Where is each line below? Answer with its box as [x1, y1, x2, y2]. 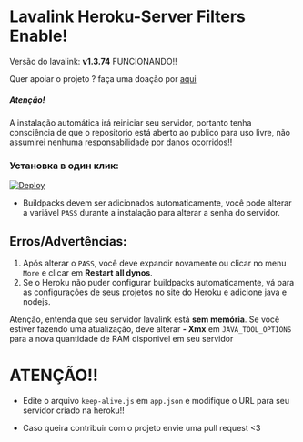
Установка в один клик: [9, 159, 120, 172]
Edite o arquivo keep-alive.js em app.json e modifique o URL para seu [22, 395, 290, 406]
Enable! [9, 25, 68, 46]
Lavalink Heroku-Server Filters [9, 6, 246, 27]
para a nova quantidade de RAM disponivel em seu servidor [9, 334, 234, 345]
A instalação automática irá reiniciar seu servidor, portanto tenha [9, 116, 252, 128]
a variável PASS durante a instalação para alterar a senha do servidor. [22, 207, 280, 218]
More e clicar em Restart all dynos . [22, 267, 153, 278]
